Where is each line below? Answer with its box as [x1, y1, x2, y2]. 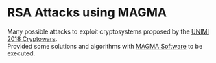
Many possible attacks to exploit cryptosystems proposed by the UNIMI [7, 27, 209, 36]
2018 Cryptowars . [7, 34, 58, 42]
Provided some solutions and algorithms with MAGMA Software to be [7, 42, 203, 50]
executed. [7, 49, 36, 58]
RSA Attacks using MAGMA [7, 5, 167, 21]
